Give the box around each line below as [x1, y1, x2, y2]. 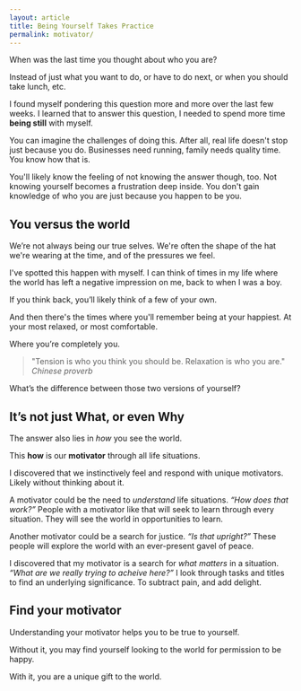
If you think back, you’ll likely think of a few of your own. [9, 294, 218, 305]
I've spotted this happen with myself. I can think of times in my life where [9, 267, 279, 278]
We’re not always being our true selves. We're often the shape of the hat [9, 241, 276, 251]
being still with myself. [9, 118, 94, 128]
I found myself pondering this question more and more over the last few [9, 99, 274, 109]
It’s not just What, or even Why [9, 409, 185, 424]
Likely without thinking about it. [9, 477, 125, 487]
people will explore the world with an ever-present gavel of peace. [9, 540, 254, 551]
